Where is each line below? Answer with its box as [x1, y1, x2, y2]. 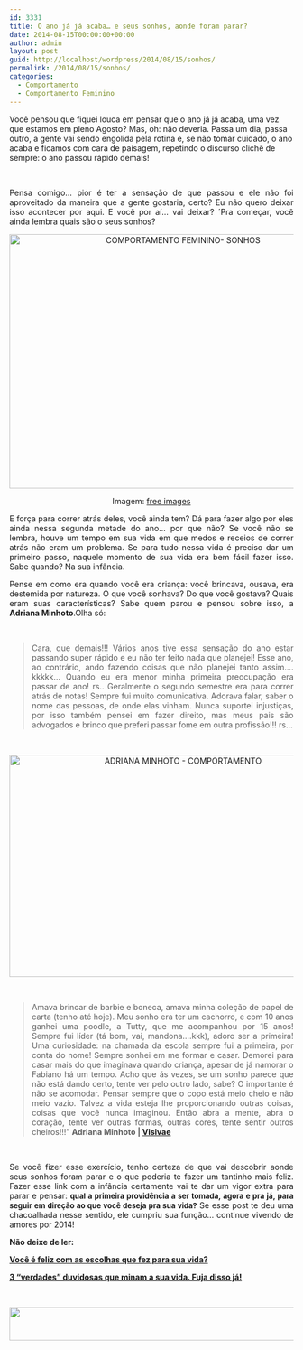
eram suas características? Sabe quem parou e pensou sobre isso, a [9, 597, 294, 608]
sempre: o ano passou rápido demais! [9, 152, 150, 163]
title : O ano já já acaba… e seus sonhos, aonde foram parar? [9, 22, 248, 31]
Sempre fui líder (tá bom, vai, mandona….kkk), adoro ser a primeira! [31, 1030, 294, 1041]
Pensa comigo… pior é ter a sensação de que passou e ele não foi [9, 187, 294, 198]
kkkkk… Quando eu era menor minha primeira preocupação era [31, 670, 294, 682]
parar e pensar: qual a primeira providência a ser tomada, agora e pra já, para [9, 1190, 294, 1201]
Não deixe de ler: [9, 1236, 75, 1247]
